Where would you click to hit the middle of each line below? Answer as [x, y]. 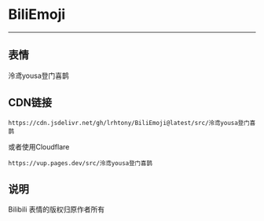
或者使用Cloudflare [39, 146]
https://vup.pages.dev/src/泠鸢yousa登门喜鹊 [81, 163]
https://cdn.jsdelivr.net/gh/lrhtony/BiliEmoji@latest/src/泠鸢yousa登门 [129, 123]
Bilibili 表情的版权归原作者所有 [57, 209]
